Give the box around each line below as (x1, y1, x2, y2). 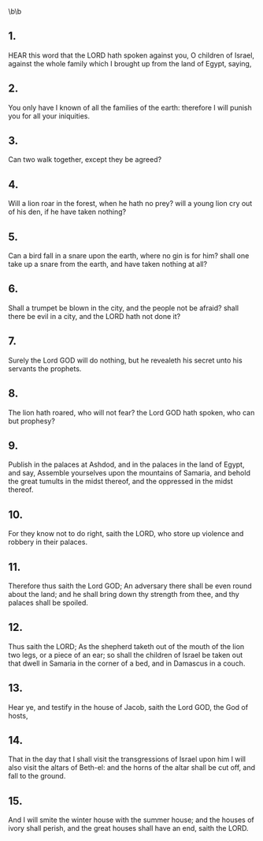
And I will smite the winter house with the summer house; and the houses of (8, 815, 254, 824)
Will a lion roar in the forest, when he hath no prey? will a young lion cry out (8, 199, 253, 208)
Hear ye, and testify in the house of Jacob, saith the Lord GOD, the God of (8, 702, 249, 711)
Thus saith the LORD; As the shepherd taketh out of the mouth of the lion (8, 641, 245, 651)
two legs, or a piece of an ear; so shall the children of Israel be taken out (8, 650, 243, 659)
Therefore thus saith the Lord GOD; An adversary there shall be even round (8, 580, 252, 591)
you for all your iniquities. (8, 111, 91, 121)
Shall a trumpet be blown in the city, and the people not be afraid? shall (8, 303, 239, 313)
